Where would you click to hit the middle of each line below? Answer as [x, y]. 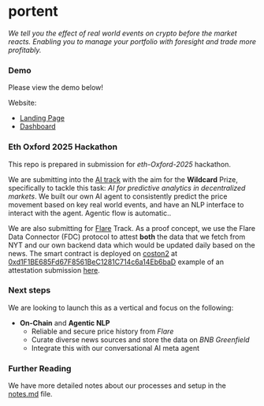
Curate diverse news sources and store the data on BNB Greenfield [140, 339]
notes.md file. [30, 394]
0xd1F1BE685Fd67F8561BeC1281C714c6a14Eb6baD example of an [116, 262]
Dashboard [38, 127]
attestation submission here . [54, 270]
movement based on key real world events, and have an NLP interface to [126, 204]
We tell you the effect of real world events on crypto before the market [123, 33]
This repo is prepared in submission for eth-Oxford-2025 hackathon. [119, 164]
